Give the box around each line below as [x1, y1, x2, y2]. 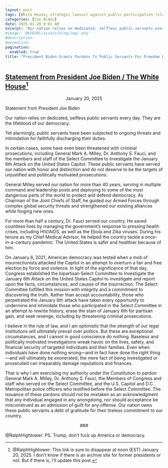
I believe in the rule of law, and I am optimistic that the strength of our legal [5, 323, 159, 329]
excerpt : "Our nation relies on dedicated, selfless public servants [5, 26, 153, 31]
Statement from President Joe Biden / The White [5, 72, 159, 81]
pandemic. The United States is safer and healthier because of [32, 239, 161, 245]
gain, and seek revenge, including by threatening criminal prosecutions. [5, 313, 152, 319]
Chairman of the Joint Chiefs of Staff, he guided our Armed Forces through [5, 198, 159, 204]
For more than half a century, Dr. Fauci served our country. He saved [5, 218, 146, 224]
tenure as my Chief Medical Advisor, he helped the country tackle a [5, 234, 144, 240]
